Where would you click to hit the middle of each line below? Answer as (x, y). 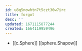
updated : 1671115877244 (30, 24)
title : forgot (20, 15)
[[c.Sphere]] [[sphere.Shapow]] (45, 43)
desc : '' (14, 19)
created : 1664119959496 (30, 29)
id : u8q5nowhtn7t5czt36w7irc (35, 10)
